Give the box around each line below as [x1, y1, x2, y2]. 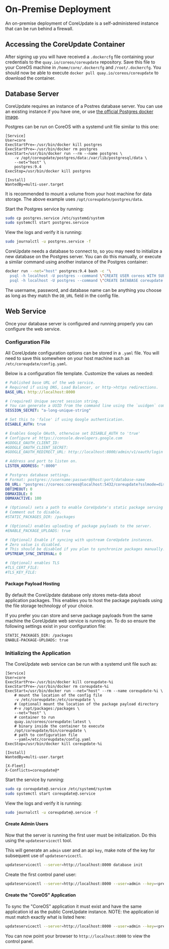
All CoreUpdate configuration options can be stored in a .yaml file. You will [5, 349, 159, 356]
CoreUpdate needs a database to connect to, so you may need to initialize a [5, 248, 162, 254]
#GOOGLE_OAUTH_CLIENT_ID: [5, 440, 59, 445]
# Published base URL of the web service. [5, 380, 96, 385]
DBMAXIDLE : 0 [5, 491, 33, 496]
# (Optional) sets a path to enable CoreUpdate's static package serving [5, 505, 163, 510]
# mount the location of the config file [14, 693, 102, 698]
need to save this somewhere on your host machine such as [5, 355, 130, 361]
